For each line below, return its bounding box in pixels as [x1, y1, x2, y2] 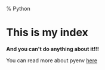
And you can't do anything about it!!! [6, 45, 100, 52]
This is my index [6, 26, 88, 39]
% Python [6, 5, 31, 12]
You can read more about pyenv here [6, 56, 97, 64]
